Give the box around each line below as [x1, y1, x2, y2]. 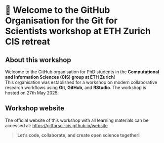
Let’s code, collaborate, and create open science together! [17, 132, 140, 138]
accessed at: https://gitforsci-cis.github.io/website [5, 122, 108, 128]
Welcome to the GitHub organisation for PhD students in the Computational [5, 69, 160, 75]
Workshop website [5, 104, 65, 113]
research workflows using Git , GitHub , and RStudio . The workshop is [5, 85, 147, 91]
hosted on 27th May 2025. [5, 90, 59, 95]
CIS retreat [5, 36, 50, 48]
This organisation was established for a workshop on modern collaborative [5, 79, 157, 85]
